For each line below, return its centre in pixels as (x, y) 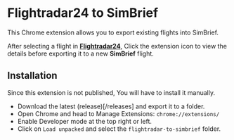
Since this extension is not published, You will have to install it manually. (111, 92)
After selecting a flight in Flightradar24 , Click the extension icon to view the (117, 46)
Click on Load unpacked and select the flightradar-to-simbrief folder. (119, 129)
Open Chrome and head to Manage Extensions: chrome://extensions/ (118, 113)
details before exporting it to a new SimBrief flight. (81, 53)
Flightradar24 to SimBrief (83, 13)
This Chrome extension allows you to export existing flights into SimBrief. (113, 32)
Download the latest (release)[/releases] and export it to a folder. (111, 106)
